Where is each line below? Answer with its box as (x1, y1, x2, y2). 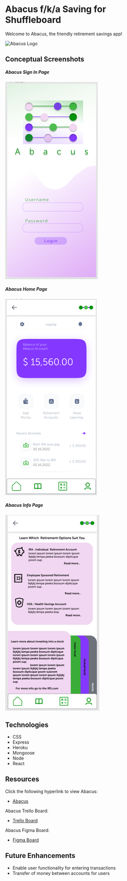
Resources (5, 775, 39, 784)
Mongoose (12, 750, 35, 756)
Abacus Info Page (5, 502, 43, 508)
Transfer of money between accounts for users (12, 870, 110, 876)
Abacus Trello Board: (5, 808, 48, 814)
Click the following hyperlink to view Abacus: (5, 788, 98, 794)
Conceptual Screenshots (5, 55, 84, 64)
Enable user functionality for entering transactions (12, 864, 116, 871)
